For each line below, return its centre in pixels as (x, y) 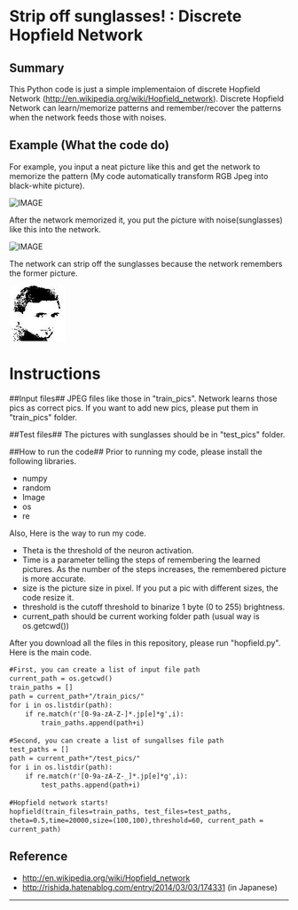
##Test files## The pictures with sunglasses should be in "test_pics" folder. (147, 434)
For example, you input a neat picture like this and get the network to (135, 167)
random (36, 487)
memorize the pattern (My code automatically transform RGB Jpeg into (139, 176)
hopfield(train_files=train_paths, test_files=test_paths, (121, 812)
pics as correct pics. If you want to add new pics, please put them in (134, 408)
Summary (37, 68)
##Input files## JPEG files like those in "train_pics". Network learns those (143, 398)
